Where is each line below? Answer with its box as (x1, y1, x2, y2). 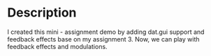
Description (7, 5, 77, 21)
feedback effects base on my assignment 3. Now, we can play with (7, 35, 201, 43)
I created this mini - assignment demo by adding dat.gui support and (7, 28, 205, 36)
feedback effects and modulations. (7, 42, 108, 50)
